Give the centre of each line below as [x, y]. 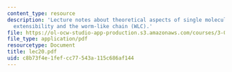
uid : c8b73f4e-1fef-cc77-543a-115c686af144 [71, 58]
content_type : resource [41, 13]
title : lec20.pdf [32, 52]
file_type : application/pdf [48, 39]
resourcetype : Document [41, 45]
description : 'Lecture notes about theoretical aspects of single [105, 20]
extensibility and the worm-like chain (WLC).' [83, 26]
